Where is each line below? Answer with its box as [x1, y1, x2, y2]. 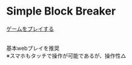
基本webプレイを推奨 [6, 44, 59, 52]
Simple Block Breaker [6, 4, 116, 18]
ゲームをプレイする [6, 25, 54, 32]
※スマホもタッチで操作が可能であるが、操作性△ [6, 52, 127, 59]
